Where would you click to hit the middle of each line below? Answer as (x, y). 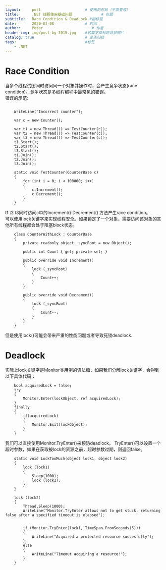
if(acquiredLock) (41, 416)
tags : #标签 (50, 42)
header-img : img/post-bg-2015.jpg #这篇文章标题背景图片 (65, 33)
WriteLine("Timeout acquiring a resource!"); (79, 554)
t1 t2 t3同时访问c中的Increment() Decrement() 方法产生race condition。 (78, 212)
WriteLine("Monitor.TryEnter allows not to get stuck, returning (92, 511)
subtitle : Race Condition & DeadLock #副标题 (54, 19)
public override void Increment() (58, 260)
